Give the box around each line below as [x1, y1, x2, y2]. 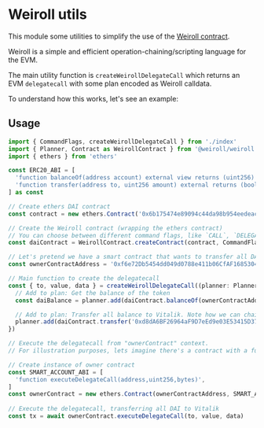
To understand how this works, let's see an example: [8, 94, 179, 103]
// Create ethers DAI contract [8, 202, 111, 210]
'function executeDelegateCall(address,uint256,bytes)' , [15, 375, 206, 383]
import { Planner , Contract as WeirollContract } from [8, 145, 192, 153]
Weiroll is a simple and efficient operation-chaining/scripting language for [8, 46, 247, 56]
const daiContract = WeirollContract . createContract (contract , [8, 238, 220, 247]
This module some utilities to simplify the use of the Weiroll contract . [8, 31, 230, 41]
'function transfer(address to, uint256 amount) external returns [15, 181, 237, 190]
